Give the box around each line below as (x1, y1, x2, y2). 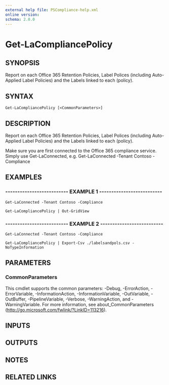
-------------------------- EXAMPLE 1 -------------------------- (5, 188, 162, 195)
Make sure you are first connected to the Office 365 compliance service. (5, 148, 157, 154)
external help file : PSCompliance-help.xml (5, 7, 99, 13)
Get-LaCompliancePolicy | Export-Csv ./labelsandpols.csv (5, 240, 130, 246)
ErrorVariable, (5, 291, 34, 297)
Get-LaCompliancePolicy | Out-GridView (5, 208, 90, 214)
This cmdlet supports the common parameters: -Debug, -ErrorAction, (5, 285, 150, 291)
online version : (5, 12, 39, 17)
